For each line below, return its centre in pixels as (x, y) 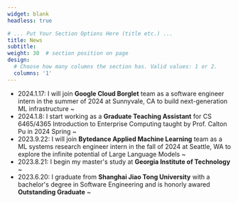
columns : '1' (33, 73)
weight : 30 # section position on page (68, 53)
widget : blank (28, 14)
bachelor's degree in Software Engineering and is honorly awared (114, 184)
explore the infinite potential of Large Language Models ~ (102, 154)
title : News (25, 40)
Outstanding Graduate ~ (54, 192)
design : (19, 60)
